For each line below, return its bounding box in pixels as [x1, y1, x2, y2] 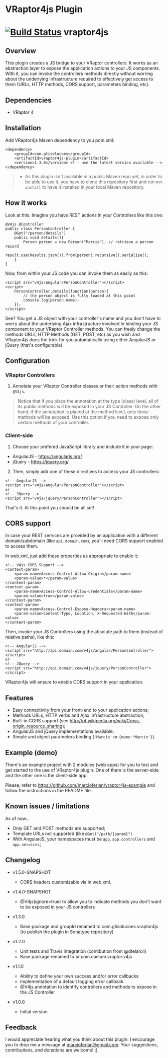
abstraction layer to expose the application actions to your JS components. [5, 65, 160, 71]
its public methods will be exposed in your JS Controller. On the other [17, 404, 161, 410]
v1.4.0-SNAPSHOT [12, 888, 51, 894]
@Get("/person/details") [14, 231, 66, 236]
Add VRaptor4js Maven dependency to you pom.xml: [5, 137, 114, 143]
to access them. [5, 543, 39, 549]
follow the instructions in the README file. [5, 788, 92, 794]
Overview [5, 46, 37, 55]
